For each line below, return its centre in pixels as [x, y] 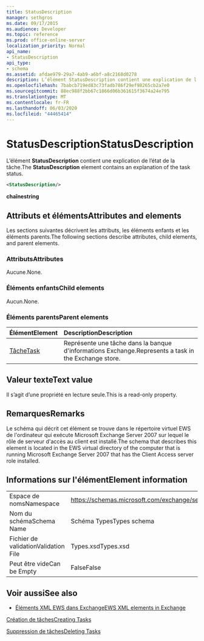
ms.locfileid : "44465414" [39, 114]
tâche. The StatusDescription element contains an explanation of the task [98, 167]
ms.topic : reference [32, 35]
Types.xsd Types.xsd [100, 547]
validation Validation [37, 547]
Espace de [24, 496]
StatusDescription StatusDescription [100, 144]
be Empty [23, 572]
